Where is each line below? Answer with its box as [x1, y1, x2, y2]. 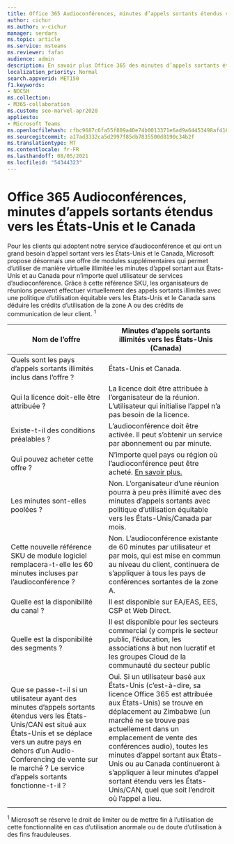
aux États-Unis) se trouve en [108, 698, 203, 708]
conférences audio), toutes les [108, 742, 209, 751]
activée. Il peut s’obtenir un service [108, 430, 223, 439]
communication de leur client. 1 [7, 308, 96, 318]
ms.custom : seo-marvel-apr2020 [7, 107, 98, 114]
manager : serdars [7, 29, 58, 37]
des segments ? [10, 643, 63, 653]
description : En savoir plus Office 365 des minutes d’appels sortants [7, 62, 219, 69]
